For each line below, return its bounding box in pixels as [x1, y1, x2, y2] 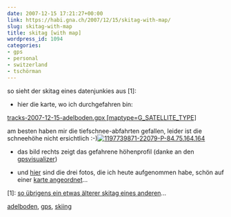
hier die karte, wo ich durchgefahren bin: [17, 100, 133, 108]
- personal [7, 55, 39, 62]
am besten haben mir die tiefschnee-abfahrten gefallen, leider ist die [7, 127, 202, 135]
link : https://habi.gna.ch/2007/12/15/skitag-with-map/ [7, 17, 171, 23]
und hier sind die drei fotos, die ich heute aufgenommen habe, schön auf [17, 168, 224, 176]
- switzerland [7, 61, 48, 68]
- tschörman [7, 68, 41, 74]
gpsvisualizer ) [17, 154, 57, 163]
